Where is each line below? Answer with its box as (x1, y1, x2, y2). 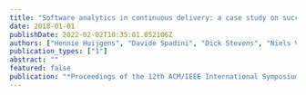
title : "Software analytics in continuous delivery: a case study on (9, 13, 280, 23)
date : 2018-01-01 (9, 22, 76, 31)
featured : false (9, 64, 71, 73)
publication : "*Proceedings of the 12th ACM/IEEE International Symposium (9, 72, 300, 81)
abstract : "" (9, 55, 59, 64)
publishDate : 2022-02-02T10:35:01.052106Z (9, 30, 173, 39)
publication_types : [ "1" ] (9, 47, 107, 56)
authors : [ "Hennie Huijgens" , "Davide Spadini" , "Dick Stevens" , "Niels (9, 38, 291, 48)
